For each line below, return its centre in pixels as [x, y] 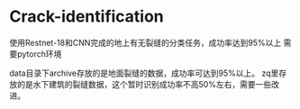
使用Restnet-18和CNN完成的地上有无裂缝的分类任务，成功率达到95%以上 [145, 42]
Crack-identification [86, 17]
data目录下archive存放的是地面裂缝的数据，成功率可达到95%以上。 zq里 [144, 73]
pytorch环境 [39, 54]
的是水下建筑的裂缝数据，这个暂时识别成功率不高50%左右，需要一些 [144, 84]
